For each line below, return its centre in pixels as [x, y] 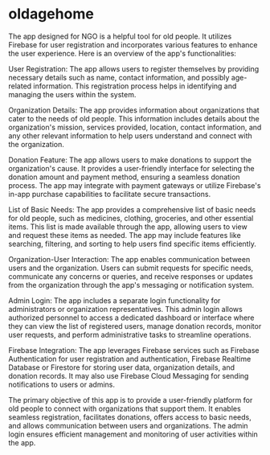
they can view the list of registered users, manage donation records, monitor [135, 326]
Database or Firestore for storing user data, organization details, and [122, 367]
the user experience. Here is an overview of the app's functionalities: [123, 53]
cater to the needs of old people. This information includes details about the [134, 118]
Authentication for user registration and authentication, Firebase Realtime [130, 359]
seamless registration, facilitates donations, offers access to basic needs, [130, 417]
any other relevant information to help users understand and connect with [131, 135]
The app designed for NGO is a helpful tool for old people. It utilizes [120, 36]
